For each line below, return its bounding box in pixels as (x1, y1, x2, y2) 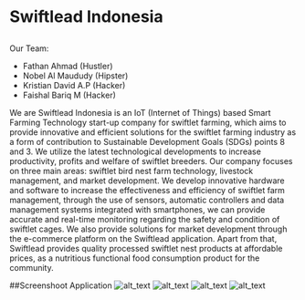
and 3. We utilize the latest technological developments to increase (9, 146, 262, 157)
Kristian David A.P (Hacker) (22, 79, 126, 90)
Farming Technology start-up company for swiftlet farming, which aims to (9, 117, 287, 128)
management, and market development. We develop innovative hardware (9, 175, 285, 186)
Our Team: (9, 43, 49, 54)
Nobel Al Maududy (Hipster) (22, 70, 129, 81)
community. (9, 262, 54, 273)
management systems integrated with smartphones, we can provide (9, 203, 266, 215)
